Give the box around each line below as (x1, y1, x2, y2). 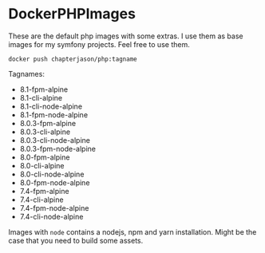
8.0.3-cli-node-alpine (19, 135, 90, 144)
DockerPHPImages (8, 5, 136, 23)
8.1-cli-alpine (19, 93, 62, 102)
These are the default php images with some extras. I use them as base (8, 31, 243, 41)
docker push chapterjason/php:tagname (8, 55, 137, 63)
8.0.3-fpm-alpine (19, 118, 77, 128)
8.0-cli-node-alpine (19, 169, 85, 179)
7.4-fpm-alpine (19, 186, 69, 196)
